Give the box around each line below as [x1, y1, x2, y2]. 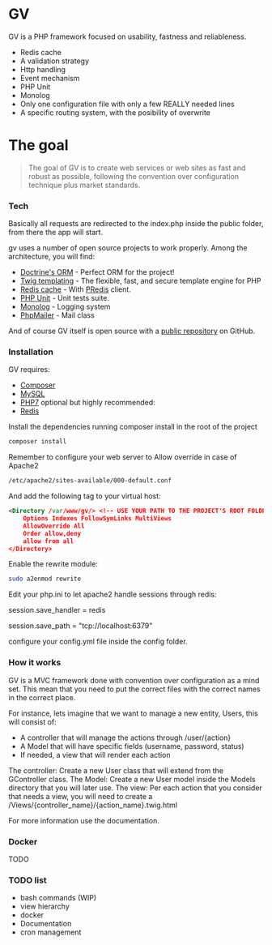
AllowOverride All [23, 522, 85, 530]
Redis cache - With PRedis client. [19, 284, 131, 294]
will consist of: [8, 716, 57, 726]
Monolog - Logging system [19, 301, 111, 312]
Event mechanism [19, 73, 80, 83]
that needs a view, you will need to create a [8, 791, 153, 801]
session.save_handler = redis [8, 605, 106, 615]
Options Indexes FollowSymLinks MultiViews [23, 515, 172, 523]
